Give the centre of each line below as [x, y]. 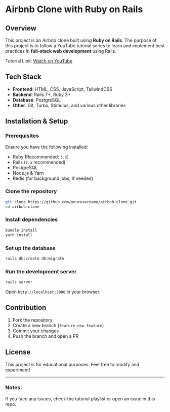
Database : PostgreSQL [37, 100]
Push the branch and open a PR [46, 336]
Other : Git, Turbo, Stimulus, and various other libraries [69, 105]
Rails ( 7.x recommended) [39, 162]
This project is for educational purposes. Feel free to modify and [72, 364]
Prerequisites [22, 136]
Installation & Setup [37, 121]
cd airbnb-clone [22, 207]
